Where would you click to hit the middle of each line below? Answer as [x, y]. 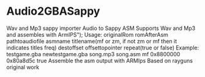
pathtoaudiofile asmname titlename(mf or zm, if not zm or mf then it [92, 41]
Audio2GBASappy [53, 11]
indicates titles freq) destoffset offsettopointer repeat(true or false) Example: [103, 48]
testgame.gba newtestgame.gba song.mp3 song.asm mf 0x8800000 [93, 54]
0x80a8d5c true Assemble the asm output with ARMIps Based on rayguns [99, 61]
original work [23, 67]
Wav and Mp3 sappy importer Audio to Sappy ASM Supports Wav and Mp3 [101, 28]
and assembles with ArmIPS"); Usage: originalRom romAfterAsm [87, 34]
